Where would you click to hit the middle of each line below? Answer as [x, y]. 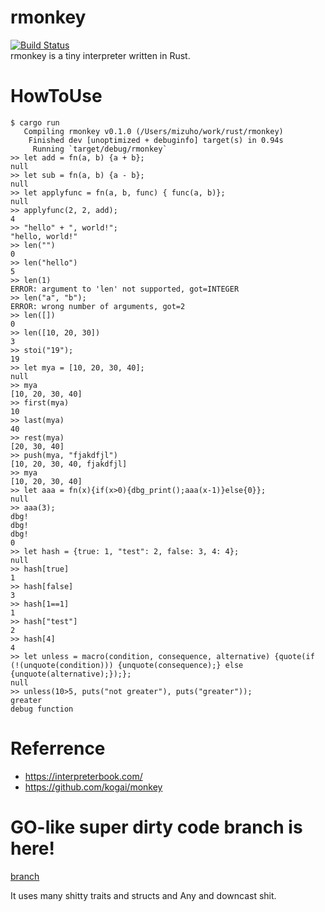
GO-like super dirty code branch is [156, 827]
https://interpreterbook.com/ [83, 776]
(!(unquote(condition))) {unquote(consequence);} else [127, 665]
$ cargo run [35, 122]
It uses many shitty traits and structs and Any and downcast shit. [143, 895]
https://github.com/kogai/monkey [93, 787]
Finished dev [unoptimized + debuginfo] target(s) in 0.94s [156, 140]
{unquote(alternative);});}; [71, 674]
